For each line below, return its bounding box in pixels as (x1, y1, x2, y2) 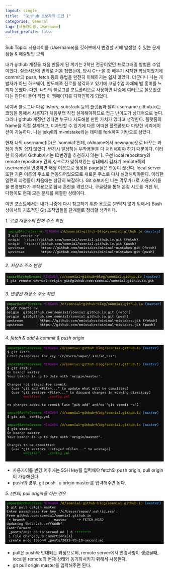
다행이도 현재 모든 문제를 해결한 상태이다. (5, 190, 86, 196)
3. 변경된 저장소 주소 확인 (5, 290, 55, 297)
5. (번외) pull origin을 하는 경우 (5, 490, 66, 496)
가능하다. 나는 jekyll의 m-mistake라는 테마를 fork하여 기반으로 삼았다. (14, 129, 152, 135)
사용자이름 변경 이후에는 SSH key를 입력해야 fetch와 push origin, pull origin (12, 467, 163, 473)
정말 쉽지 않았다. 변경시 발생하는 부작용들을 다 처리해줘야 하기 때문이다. (14, 146, 154, 152)
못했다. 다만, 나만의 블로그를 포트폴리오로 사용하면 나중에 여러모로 (14, 87, 143, 93)
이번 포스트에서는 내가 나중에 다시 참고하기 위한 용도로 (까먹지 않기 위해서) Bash (5, 201, 162, 207)
